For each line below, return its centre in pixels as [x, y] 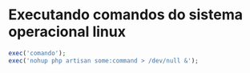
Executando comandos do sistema [125, 15]
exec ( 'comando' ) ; [37, 53]
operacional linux [67, 32]
